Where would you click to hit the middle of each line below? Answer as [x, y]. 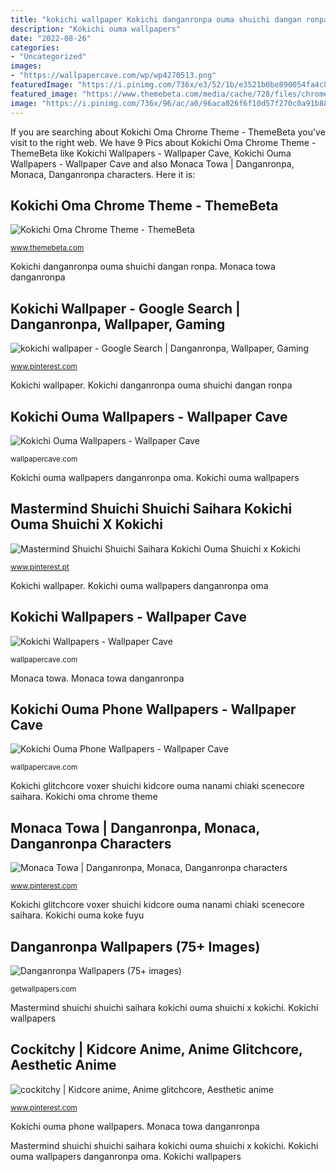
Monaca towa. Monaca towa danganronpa [97, 678]
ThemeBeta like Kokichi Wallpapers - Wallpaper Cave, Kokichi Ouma [151, 153]
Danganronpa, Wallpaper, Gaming [118, 324]
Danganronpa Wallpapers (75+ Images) [135, 946]
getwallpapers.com [43, 989]
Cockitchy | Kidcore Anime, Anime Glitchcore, [156, 1049]
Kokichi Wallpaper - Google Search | [125, 308]
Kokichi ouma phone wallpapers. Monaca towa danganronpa [135, 1126]
